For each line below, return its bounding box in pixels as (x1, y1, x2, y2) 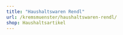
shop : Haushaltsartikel (6, 20, 66, 26)
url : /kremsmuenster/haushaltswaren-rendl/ (6, 14, 118, 20)
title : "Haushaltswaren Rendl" (6, 8, 85, 15)
